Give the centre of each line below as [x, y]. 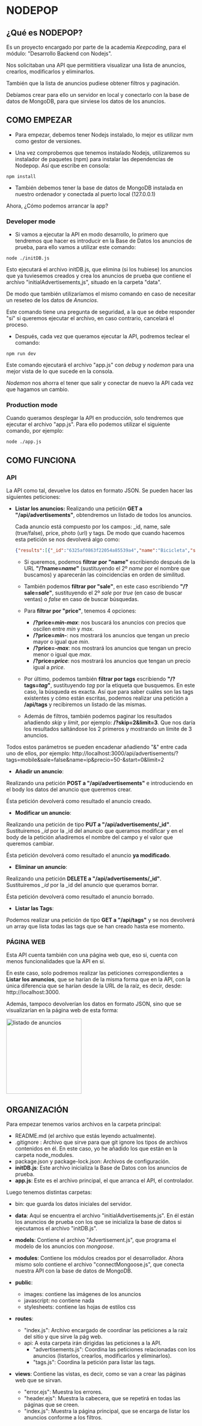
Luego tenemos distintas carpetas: [49, 1193]
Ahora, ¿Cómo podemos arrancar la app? [57, 206]
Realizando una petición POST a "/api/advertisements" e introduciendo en [100, 783]
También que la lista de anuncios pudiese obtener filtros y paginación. [93, 83]
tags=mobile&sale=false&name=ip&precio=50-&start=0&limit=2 [85, 759]
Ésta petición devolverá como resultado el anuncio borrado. [80, 897]
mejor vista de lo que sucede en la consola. [60, 371]
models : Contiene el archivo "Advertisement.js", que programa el [95, 1240]
